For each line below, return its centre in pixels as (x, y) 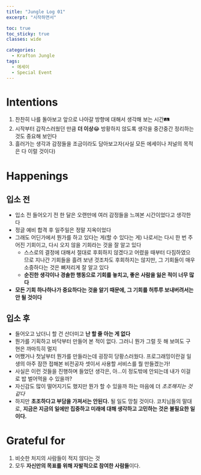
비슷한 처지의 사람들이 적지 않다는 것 (57, 458)
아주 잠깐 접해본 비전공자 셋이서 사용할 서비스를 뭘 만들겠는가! (98, 364)
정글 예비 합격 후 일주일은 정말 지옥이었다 (63, 230)
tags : (13, 61)
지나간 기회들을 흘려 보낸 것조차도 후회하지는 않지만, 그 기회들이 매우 (115, 260)
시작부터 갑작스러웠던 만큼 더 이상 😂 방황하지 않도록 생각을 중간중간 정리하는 (104, 129)
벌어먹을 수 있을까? (50, 379)
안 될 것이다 (28, 297)
